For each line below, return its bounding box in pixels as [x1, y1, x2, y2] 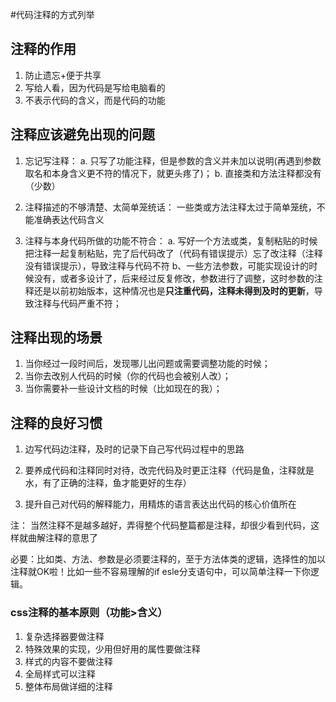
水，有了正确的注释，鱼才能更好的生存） [24, 477, 192, 489]
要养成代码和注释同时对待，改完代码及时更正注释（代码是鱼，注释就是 [24, 464, 315, 477]
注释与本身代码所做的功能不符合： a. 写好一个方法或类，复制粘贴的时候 [24, 234, 318, 247]
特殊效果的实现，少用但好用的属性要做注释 [24, 643, 201, 655]
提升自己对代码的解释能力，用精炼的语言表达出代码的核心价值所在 [24, 498, 297, 510]
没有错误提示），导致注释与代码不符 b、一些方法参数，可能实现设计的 [24, 259, 310, 272]
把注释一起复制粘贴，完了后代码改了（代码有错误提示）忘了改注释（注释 [24, 247, 323, 259]
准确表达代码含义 [33, 213, 105, 225]
